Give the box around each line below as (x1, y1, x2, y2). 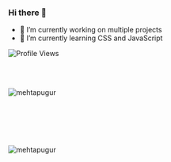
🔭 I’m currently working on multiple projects (19, 25, 162, 35)
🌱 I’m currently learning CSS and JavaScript (19, 33, 163, 43)
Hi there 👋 (8, 7, 47, 18)
